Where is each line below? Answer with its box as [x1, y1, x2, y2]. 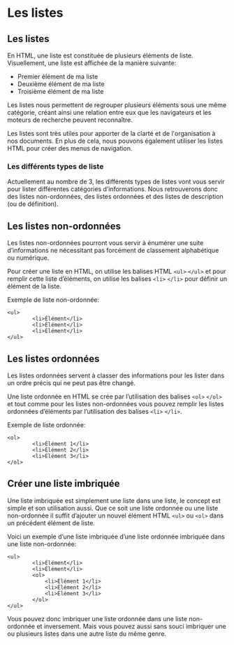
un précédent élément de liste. [7, 518, 96, 527]
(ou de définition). [7, 200, 59, 208]
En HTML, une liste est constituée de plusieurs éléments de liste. [7, 51, 193, 60]
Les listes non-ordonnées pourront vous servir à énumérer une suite [7, 239, 204, 247]
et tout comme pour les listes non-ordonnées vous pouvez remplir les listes [7, 399, 224, 408]
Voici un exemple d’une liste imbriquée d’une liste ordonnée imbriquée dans [7, 532, 225, 541]
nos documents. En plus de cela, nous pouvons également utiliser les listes [7, 137, 224, 145]
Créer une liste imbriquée [7, 478, 120, 490]
